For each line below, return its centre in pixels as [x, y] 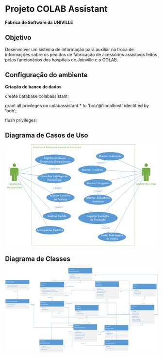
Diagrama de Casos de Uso [47, 135]
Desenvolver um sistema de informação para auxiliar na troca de [70, 49]
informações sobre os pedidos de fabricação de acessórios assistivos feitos [81, 54]
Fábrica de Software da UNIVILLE [39, 22]
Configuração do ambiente [47, 75]
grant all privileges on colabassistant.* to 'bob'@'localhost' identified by [77, 105]
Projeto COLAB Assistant [56, 9]
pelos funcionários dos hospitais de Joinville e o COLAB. [62, 60]
